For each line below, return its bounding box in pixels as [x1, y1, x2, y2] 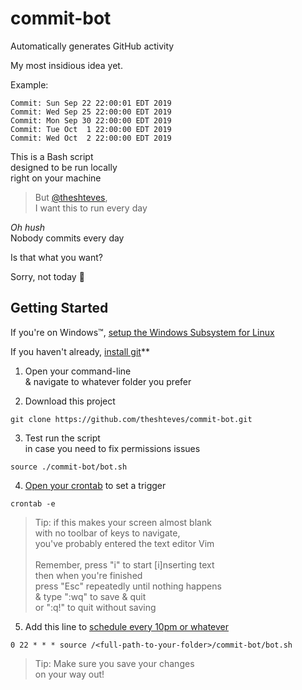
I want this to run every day [34, 202, 148, 214]
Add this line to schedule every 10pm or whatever [24, 620, 230, 632]
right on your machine [10, 172, 102, 184]
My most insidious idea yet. [10, 59, 123, 71]
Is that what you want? [10, 251, 103, 263]
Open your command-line [24, 365, 132, 377]
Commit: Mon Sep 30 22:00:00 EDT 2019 [10, 115, 172, 126]
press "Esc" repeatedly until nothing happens [34, 580, 222, 592]
